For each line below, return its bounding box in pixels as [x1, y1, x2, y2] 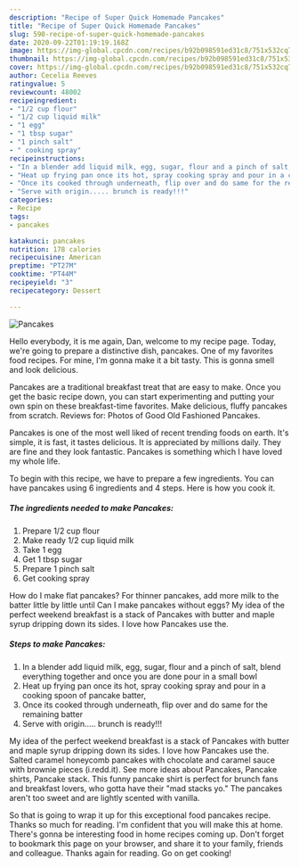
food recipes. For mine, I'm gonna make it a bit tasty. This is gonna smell [9, 354, 275, 366]
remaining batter [21, 708, 83, 719]
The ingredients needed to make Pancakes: [9, 503, 174, 514]
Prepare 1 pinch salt [21, 563, 95, 574]
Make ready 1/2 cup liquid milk [21, 534, 134, 545]
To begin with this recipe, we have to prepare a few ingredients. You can [9, 473, 274, 483]
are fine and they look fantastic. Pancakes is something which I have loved [9, 446, 283, 457]
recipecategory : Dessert [9, 286, 101, 295]
